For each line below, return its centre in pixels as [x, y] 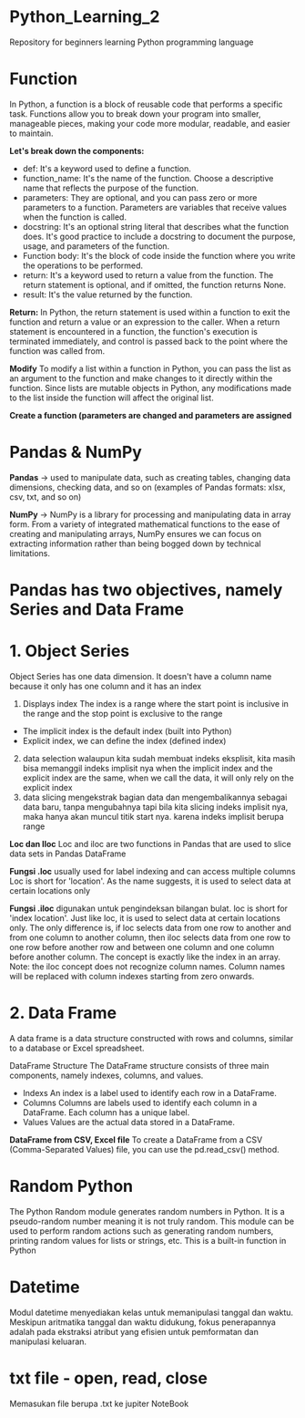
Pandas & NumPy [76, 452]
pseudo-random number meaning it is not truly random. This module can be [152, 1221]
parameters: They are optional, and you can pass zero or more [140, 197]
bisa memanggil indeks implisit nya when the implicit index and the [147, 768]
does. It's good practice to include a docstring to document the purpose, [159, 236]
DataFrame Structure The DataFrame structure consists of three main [139, 1065]
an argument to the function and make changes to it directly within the [141, 378]
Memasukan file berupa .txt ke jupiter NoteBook [99, 1403]
